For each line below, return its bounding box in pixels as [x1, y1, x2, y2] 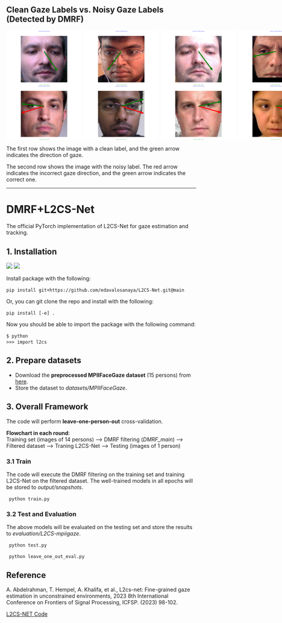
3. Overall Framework [6, 401, 89, 412]
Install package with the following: [6, 274, 91, 282]
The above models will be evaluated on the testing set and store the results [6, 524, 193, 531]
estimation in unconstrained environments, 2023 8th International [6, 592, 169, 600]
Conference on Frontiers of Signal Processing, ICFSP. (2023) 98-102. [6, 599, 178, 606]
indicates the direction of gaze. [6, 152, 83, 159]
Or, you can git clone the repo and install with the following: [6, 297, 154, 305]
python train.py [8, 496, 50, 502]
